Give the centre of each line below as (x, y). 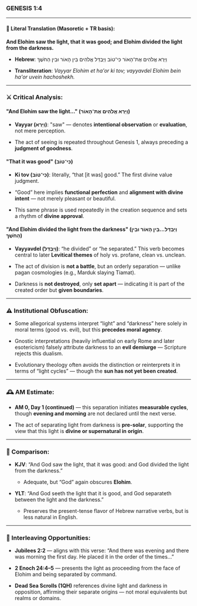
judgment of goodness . (44, 148)
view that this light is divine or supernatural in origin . (79, 431)
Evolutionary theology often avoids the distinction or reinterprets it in (97, 365)
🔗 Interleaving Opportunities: (48, 537)
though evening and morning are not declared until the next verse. (96, 413)
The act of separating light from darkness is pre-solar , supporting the (99, 425)
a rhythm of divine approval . (49, 216)
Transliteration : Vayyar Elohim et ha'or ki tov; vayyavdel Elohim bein (98, 70)
